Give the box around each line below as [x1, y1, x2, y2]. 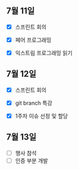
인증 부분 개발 [15, 157, 48, 164]
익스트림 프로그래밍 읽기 [15, 49, 73, 56]
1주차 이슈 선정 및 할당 [15, 112, 68, 119]
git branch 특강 [15, 99, 53, 106]
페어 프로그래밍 [15, 36, 52, 43]
